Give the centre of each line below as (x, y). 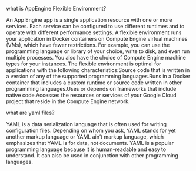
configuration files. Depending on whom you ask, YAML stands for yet (91, 130)
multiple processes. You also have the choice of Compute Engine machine (96, 57)
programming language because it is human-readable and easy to (86, 149)
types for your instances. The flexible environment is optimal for (84, 64)
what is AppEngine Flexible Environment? (56, 9)
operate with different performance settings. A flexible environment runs (94, 32)
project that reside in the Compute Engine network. (68, 101)
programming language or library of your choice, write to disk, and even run (98, 51)
